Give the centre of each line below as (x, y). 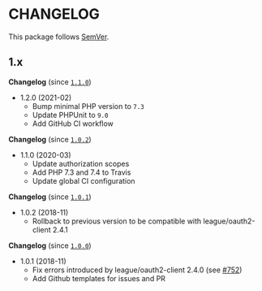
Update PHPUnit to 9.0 (70, 115)
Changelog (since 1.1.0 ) (50, 81)
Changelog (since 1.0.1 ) (50, 197)
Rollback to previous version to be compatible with (117, 221)
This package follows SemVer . (59, 37)
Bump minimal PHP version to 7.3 (88, 106)
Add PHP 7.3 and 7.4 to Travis (82, 172)
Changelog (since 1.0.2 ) (50, 139)
